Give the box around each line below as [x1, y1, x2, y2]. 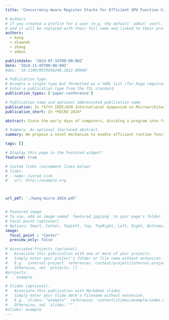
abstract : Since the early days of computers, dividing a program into [5, 118, 158, 123]
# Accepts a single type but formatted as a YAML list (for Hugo [5, 82, 145, 87]
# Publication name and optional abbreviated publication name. [5, 100, 143, 105]
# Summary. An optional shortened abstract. [5, 127, 100, 132]
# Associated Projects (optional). [5, 247, 80, 252]
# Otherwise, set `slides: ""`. [5, 302, 78, 307]
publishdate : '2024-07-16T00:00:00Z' [5, 58, 84, 63]
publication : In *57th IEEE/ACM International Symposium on [5, 104, 134, 110]
